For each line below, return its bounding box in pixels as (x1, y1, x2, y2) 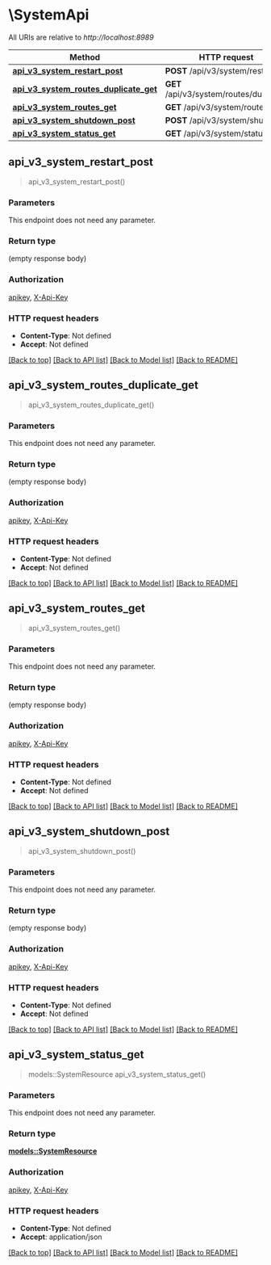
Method (69, 51, 101, 62)
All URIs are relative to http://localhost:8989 (8, 32, 155, 42)
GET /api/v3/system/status (165, 128, 268, 139)
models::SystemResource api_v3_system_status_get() (27, 1069, 206, 1079)
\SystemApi (8, 6, 90, 24)
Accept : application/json (19, 1232, 102, 1242)
